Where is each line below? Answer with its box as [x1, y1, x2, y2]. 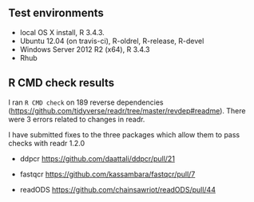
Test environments [8, 6, 104, 20]
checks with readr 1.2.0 [8, 138, 85, 148]
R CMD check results [8, 76, 115, 90]
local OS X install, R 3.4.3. [19, 27, 105, 37]
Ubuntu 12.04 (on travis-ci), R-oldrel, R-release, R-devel [19, 36, 204, 46]
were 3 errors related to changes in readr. [8, 114, 145, 124]
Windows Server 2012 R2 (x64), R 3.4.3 [19, 44, 150, 54]
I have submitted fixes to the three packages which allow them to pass [8, 129, 240, 139]
